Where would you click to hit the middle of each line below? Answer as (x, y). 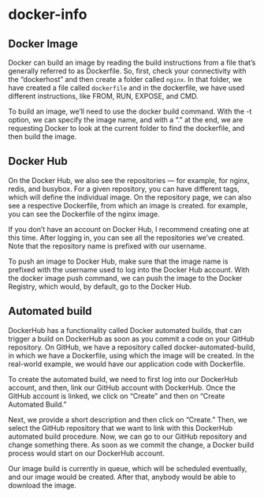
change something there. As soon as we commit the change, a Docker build (131, 444)
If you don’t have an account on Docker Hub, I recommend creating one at (129, 229)
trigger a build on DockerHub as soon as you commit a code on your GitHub (131, 339)
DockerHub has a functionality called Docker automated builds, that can (125, 330)
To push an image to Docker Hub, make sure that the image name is (118, 261)
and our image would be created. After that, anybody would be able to (122, 477)
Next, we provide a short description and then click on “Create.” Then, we (128, 419)
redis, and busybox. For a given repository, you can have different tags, (124, 189)
